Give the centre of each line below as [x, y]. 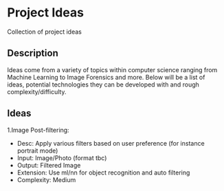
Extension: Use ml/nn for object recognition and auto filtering [103, 172]
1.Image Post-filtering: [38, 130]
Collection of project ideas [45, 32]
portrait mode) [37, 150]
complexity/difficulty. [37, 91]
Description [33, 53]
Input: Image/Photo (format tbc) [62, 158]
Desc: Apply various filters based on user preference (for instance [111, 143]
